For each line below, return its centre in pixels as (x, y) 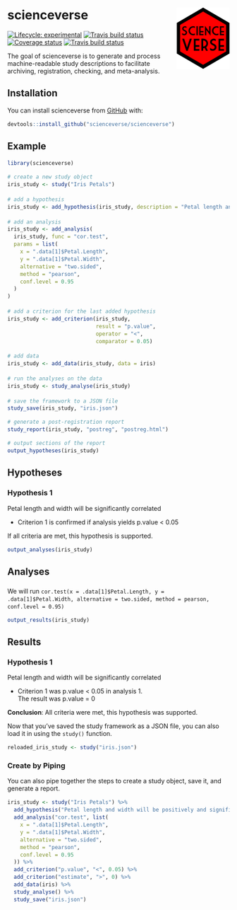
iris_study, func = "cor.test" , (61, 237)
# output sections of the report (56, 443)
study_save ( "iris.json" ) (50, 899)
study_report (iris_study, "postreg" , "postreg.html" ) (88, 430)
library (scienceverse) (41, 163)
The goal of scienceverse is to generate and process (84, 56)
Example (27, 146)
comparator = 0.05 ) (124, 341)
